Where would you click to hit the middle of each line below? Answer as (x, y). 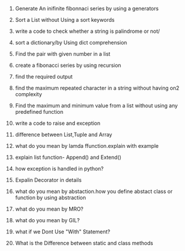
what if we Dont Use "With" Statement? (63, 232)
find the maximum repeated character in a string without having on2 (97, 88)
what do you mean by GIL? (47, 220)
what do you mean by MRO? (49, 209)
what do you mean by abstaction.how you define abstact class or (94, 191)
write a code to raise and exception (58, 123)
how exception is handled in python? (59, 169)
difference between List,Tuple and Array (64, 135)
